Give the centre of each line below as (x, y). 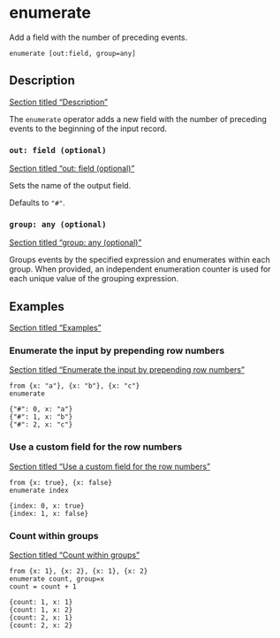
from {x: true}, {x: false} (61, 482)
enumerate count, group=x (57, 579)
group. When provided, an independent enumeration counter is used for (140, 269)
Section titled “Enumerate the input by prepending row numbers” (127, 370)
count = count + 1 (43, 587)
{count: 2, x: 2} (41, 626)
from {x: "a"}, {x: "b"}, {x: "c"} (75, 386)
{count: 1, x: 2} (41, 610)
